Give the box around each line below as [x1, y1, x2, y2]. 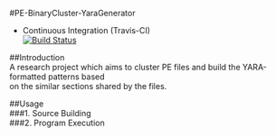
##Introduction [9, 52, 65, 62]
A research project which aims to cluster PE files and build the [9, 62, 242, 72]
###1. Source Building [9, 108, 92, 118]
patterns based [48, 71, 106, 82]
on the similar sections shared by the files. [9, 81, 167, 91]
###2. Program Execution [9, 117, 106, 128]
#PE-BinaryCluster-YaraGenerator [9, 8, 136, 18]
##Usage [9, 98, 44, 109]
